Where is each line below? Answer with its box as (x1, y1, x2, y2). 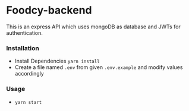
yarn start (14, 99, 42, 105)
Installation (6, 44, 40, 52)
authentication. (6, 29, 43, 36)
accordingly (14, 70, 45, 77)
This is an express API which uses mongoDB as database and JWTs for (6, 23, 181, 30)
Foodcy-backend (6, 4, 92, 17)
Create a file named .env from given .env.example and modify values (14, 64, 183, 71)
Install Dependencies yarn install (14, 57, 100, 65)
